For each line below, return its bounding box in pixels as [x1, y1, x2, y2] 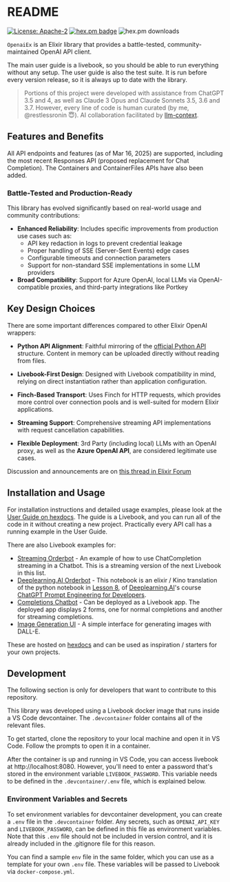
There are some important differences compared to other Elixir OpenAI [7, 321, 208, 329]
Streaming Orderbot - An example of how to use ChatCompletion [17, 554, 202, 562]
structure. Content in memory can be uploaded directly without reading [17, 349, 220, 357]
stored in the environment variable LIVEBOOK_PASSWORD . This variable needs [7, 770, 218, 778]
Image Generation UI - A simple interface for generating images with [17, 620, 211, 628]
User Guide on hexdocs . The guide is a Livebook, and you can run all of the [7, 512, 221, 521]
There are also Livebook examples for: [7, 540, 116, 549]
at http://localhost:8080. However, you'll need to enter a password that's [7, 762, 213, 771]
